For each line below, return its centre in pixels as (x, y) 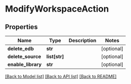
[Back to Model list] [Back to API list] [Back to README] (61, 76)
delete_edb (21, 49)
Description (82, 41)
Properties (21, 27)
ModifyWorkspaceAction (57, 9)
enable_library (25, 64)
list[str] (55, 57)
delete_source (24, 57)
